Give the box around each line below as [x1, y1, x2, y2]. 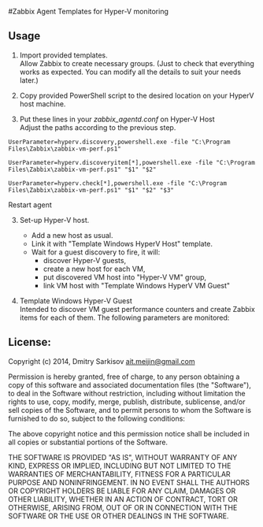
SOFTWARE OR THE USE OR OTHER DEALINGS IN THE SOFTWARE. [8, 511, 229, 521]
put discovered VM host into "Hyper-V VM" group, [43, 272, 207, 282]
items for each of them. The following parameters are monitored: [19, 313, 230, 322]
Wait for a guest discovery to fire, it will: [31, 247, 161, 257]
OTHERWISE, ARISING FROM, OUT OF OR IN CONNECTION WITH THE [8, 503, 238, 512]
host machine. [19, 98, 66, 109]
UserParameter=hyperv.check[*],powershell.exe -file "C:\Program [8, 179, 227, 187]
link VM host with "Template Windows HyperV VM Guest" [43, 280, 231, 290]
